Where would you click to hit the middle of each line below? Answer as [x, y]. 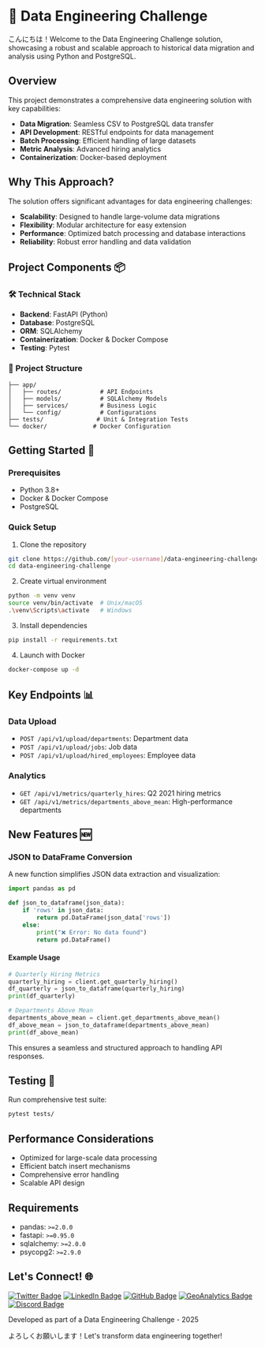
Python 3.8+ [40, 490]
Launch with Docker [52, 655]
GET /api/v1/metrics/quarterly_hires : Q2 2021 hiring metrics [120, 793]
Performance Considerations [81, 1138]
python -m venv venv [42, 596]
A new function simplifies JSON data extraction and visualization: [114, 874]
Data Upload [32, 721]
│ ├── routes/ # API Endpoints [81, 391]
